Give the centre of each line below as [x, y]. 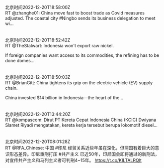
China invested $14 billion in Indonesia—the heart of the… [64, 98]
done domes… [20, 61]
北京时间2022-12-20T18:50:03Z [38, 77]
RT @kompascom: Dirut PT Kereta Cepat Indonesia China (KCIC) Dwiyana [81, 120]
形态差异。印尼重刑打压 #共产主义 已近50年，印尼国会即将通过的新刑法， [84, 154]
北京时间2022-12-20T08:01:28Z [38, 142]
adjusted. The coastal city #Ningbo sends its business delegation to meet [80, 18]
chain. [11, 88]
